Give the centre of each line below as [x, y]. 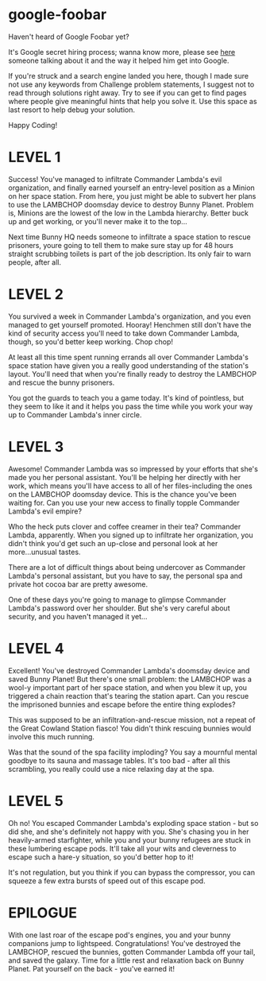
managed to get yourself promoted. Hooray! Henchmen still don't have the [130, 324]
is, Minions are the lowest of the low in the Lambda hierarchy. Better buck [128, 213]
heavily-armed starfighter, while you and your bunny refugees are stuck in [130, 839]
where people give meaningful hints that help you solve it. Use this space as [133, 101]
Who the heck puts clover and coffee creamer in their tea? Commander [125, 526]
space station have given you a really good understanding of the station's [128, 365]
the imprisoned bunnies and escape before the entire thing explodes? [122, 704]
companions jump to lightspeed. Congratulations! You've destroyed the [124, 943]
